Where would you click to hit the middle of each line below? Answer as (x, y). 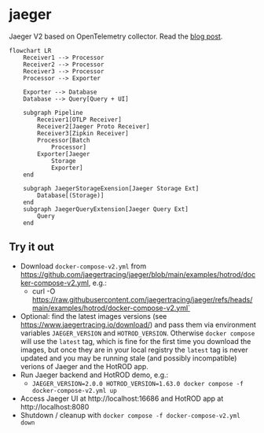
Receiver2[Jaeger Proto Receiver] (93, 126)
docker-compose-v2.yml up (74, 390)
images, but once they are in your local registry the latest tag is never (134, 350)
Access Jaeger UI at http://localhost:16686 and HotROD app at (122, 398)
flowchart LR (30, 50)
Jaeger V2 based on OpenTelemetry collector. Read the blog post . (116, 36)
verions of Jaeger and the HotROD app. (84, 366)
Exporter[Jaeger (64, 154)
